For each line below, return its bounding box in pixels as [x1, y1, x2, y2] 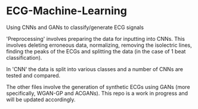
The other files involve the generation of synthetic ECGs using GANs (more [6, 83, 190, 90]
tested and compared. [6, 72, 61, 79]
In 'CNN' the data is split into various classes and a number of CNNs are [6, 65, 184, 72]
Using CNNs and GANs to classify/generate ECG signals [6, 24, 144, 31]
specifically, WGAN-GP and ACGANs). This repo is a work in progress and [6, 89, 188, 97]
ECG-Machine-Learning [6, 4, 127, 18]
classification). [6, 54, 42, 61]
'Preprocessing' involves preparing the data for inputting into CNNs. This [6, 35, 185, 42]
